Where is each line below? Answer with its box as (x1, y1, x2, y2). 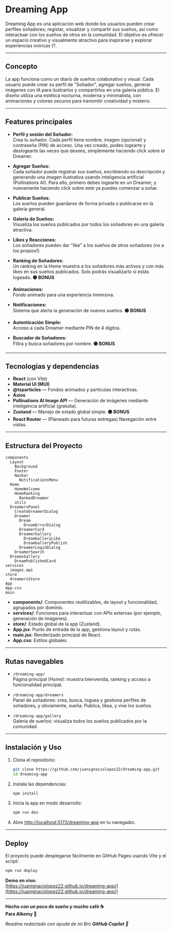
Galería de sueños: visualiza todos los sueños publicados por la (12, 718, 147, 724)
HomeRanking (14, 491, 40, 496)
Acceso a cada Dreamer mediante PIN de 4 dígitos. (12, 325, 121, 331)
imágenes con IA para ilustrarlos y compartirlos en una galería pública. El (5, 86, 160, 93)
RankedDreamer (18, 495, 50, 501)
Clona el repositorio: (12, 757, 56, 763)
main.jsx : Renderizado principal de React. (12, 632, 102, 638)
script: (5, 858, 19, 865)
